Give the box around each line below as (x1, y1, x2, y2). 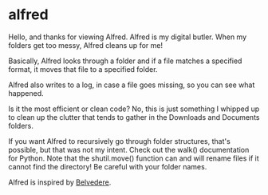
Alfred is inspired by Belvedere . (8, 177, 112, 187)
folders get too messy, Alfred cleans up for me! (8, 40, 164, 50)
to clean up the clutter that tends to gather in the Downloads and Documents (8, 112, 260, 121)
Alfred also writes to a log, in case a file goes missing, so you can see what (8, 80, 255, 90)
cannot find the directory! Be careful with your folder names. (8, 161, 207, 171)
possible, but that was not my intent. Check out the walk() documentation (8, 145, 250, 154)
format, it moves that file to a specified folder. (8, 64, 158, 74)
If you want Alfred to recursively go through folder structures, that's (8, 136, 231, 145)
